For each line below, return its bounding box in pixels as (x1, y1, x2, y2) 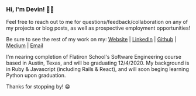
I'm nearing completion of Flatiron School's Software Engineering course (6, 54, 181, 61)
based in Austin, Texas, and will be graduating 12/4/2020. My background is (6, 59, 190, 66)
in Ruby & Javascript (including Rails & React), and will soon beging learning (6, 66, 189, 73)
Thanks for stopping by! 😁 (6, 83, 71, 90)
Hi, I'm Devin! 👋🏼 (6, 5, 54, 13)
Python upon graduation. (6, 72, 66, 79)
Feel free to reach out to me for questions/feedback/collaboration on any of (6, 19, 188, 26)
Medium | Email (6, 42, 44, 49)
